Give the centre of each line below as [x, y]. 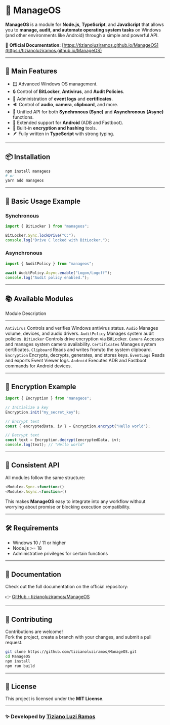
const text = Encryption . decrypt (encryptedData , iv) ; [63, 440]
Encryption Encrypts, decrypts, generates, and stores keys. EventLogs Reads [85, 355]
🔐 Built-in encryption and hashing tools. [55, 128]
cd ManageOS [18, 656]
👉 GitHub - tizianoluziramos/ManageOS [48, 597]
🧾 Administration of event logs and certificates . [62, 99]
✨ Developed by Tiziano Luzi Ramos [50, 717]
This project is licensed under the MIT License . [54, 699]
